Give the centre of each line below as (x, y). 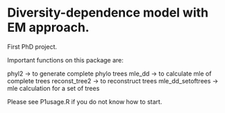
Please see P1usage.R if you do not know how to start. (85, 101)
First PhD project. (32, 46)
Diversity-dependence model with (108, 13)
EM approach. (48, 27)
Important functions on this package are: (65, 60)
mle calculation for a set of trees (53, 88)
